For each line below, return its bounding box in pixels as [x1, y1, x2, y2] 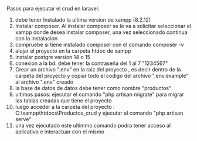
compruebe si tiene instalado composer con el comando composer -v [15, 41, 184, 48]
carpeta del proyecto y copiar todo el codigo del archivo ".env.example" [15, 73, 189, 79]
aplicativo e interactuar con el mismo [15, 128, 105, 135]
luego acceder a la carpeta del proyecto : [15, 104, 115, 110]
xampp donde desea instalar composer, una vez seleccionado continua [15, 29, 188, 36]
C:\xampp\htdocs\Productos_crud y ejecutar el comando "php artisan [15, 109, 184, 116]
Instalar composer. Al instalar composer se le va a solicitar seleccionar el [15, 23, 191, 29]
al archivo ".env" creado [15, 78, 74, 85]
